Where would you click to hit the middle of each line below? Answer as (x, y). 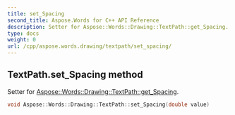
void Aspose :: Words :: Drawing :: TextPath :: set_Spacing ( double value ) (109, 104)
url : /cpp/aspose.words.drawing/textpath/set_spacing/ (90, 46)
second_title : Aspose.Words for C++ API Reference (83, 20)
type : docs (23, 33)
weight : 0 (22, 40)
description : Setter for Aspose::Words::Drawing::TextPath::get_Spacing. (118, 27)
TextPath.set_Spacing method (75, 75)
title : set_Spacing (36, 14)
